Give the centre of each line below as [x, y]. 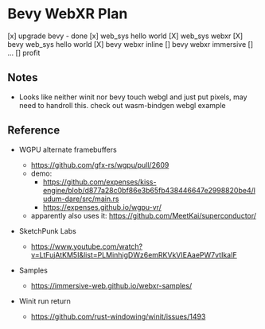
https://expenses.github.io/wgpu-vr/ [102, 207]
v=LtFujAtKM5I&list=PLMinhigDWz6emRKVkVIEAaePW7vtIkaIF [134, 254]
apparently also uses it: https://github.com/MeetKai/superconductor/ [143, 215]
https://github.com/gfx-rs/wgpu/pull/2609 [100, 164]
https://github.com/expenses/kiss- [99, 182]
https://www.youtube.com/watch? [87, 246]
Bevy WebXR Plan [68, 14]
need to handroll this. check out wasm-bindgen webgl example [122, 105]
